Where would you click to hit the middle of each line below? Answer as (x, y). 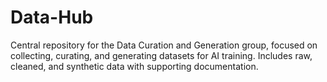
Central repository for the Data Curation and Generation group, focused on (164, 45)
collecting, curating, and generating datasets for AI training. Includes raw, (161, 55)
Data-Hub (52, 17)
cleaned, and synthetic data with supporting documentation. (134, 66)
